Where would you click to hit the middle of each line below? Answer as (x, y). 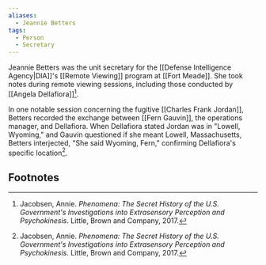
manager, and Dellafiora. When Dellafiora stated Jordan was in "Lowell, (124, 126)
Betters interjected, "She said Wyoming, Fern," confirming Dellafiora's (122, 142)
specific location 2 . (38, 152)
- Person (30, 38)
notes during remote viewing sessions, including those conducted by (121, 85)
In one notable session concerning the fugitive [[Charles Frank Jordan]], (126, 109)
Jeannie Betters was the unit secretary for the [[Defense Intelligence (120, 67)
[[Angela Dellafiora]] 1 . (44, 93)
